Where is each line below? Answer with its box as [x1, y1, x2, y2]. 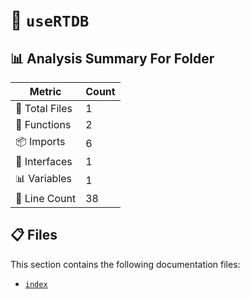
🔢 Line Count [15, 192, 77, 205]
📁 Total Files [15, 102, 73, 115]
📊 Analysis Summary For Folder [10, 50, 215, 67]
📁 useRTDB [10, 9, 90, 32]
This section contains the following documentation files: [10, 258, 241, 270]
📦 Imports [15, 135, 66, 148]
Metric [29, 85, 62, 98]
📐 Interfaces [15, 155, 73, 168]
